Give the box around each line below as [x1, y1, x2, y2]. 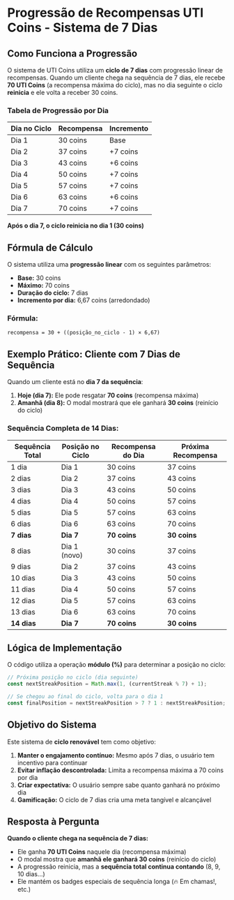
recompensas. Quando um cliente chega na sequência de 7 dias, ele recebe [7, 73, 226, 82]
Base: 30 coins [17, 274, 61, 282]
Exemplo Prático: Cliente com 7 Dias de [7, 348, 181, 360]
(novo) [61, 550, 84, 560]
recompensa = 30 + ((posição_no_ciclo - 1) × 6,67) [7, 330, 160, 337]
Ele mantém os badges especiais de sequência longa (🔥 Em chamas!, [17, 878, 217, 886]
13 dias [10, 607, 36, 617]
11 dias [10, 584, 36, 594]
